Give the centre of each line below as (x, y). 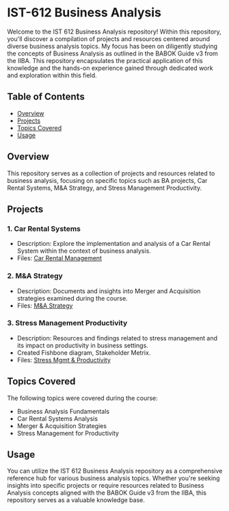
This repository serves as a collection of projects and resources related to (111, 173)
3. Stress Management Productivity (67, 323)
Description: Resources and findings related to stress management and (117, 338)
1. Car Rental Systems (44, 229)
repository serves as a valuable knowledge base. (76, 500)
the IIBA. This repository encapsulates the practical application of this (105, 60)
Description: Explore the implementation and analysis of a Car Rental (113, 244)
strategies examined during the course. (72, 298)
